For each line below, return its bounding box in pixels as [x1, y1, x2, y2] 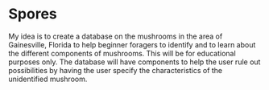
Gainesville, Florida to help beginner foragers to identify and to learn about [8, 39, 256, 49]
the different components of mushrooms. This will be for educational [8, 48, 236, 58]
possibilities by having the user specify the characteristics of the [8, 65, 223, 75]
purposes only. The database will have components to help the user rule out [8, 57, 261, 67]
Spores [8, 5, 58, 23]
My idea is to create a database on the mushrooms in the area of [8, 31, 223, 41]
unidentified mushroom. [8, 74, 88, 84]
